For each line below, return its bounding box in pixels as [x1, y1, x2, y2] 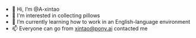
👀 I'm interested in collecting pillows [11, 12, 100, 19]
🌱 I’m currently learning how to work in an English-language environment [11, 18, 191, 25]
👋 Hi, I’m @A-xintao [11, 6, 60, 12]
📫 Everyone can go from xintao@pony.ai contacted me [11, 25, 148, 32]
